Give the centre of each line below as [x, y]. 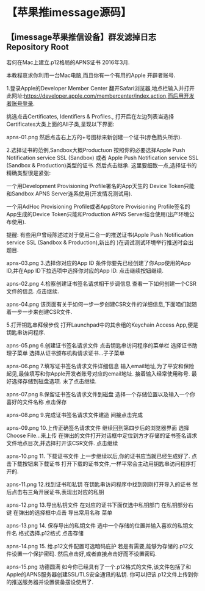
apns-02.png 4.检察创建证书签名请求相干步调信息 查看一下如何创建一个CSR [102, 284]
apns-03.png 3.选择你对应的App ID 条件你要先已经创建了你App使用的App [99, 263]
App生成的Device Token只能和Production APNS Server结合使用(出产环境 [98, 214]
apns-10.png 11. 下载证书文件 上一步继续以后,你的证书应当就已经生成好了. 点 [102, 456]
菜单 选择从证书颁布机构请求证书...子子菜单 [71, 353]
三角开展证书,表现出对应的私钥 [66, 492]
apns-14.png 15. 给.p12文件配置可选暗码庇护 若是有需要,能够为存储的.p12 [97, 546]
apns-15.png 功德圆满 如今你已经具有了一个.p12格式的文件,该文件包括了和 [99, 567]
